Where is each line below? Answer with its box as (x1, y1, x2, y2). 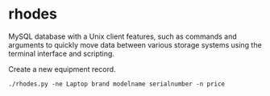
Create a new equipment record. (8, 64, 116, 73)
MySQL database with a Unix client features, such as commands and (8, 31, 238, 41)
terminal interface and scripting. (8, 48, 115, 58)
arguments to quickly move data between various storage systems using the (8, 40, 262, 49)
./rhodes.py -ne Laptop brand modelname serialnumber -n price (8, 80, 226, 88)
